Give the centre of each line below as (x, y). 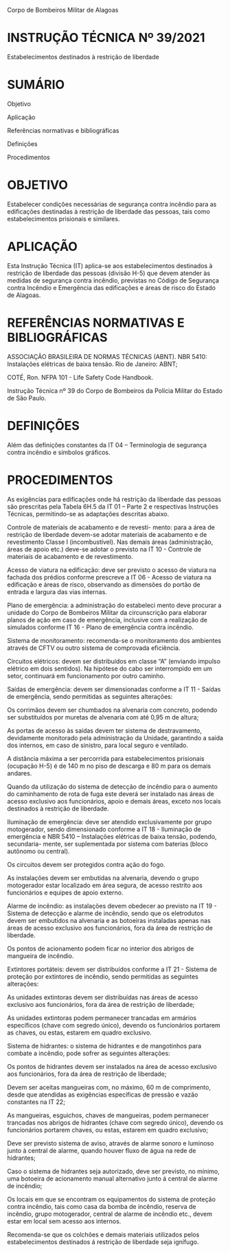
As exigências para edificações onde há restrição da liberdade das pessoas (114, 499)
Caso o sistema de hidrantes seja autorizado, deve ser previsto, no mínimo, (113, 1171)
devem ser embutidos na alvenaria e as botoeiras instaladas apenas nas (109, 920)
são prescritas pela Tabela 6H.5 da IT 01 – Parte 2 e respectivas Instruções (113, 507)
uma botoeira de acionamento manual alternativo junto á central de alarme (112, 1179)
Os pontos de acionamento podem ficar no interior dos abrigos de (101, 948)
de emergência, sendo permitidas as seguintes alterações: (90, 696)
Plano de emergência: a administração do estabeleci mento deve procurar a (114, 605)
